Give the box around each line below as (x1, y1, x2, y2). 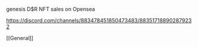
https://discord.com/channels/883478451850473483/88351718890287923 (6, 17, 192, 23)
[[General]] (6, 35, 33, 41)
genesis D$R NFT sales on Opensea (6, 6, 96, 12)
